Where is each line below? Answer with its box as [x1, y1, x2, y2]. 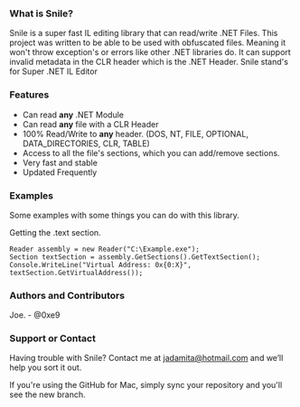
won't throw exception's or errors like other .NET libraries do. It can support [9, 47, 291, 58]
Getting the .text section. [9, 227, 101, 237]
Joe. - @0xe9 [9, 310, 61, 320]
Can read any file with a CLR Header [22, 118, 159, 129]
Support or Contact [9, 332, 97, 345]
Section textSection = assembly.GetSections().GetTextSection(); [9, 252, 260, 262]
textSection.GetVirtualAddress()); [9, 268, 144, 277]
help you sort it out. [9, 362, 82, 373]
